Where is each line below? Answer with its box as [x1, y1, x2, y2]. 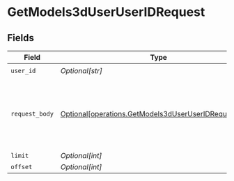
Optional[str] [60, 65, 103, 75]
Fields [7, 32, 35, 44]
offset [10, 163, 33, 171]
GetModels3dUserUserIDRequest [7, 4, 205, 20]
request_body [10, 110, 54, 118]
